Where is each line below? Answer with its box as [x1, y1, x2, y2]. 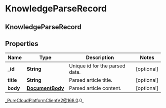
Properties [5, 39, 39, 48]
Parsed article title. [69, 77, 113, 84]
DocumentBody [26, 85, 64, 92]
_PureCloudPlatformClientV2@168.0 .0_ [5, 98, 84, 104]
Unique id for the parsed [69, 62, 125, 69]
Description [85, 54, 115, 61]
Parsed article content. [69, 85, 122, 92]
